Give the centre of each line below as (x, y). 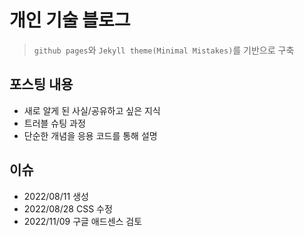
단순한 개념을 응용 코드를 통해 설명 (90, 135)
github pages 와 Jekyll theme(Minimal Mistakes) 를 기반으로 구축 (164, 50)
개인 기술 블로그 (70, 20)
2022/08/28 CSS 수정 (68, 208)
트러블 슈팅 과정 (54, 123)
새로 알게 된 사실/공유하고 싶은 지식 (92, 110)
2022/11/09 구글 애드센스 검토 (83, 221)
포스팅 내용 (41, 84)
